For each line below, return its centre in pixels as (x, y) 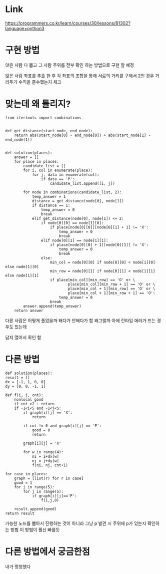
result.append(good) (35, 509)
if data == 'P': (58, 179)
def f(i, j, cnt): (24, 395)
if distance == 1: (51, 205)
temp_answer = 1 (49, 196)
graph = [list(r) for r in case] (49, 478)
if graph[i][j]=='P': (54, 496)
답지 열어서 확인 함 (23, 337)
